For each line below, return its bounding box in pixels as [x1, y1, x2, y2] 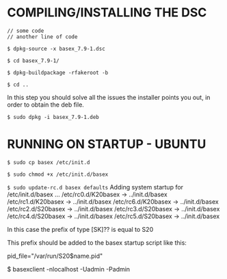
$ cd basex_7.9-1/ [7, 57, 59, 64]
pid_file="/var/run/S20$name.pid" [7, 252, 103, 260]
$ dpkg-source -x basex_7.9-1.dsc [7, 45, 106, 52]
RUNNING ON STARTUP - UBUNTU [7, 137, 206, 152]
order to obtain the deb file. [7, 101, 84, 109]
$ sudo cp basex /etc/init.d [7, 159, 90, 165]
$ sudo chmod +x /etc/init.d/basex [7, 171, 109, 178]
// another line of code [7, 33, 78, 40]
